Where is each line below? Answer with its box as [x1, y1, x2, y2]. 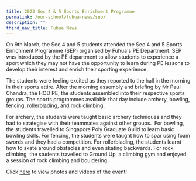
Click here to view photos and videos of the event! [6, 168, 128, 176]
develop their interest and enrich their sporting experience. [6, 66, 148, 73]
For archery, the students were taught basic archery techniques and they [6, 114, 183, 121]
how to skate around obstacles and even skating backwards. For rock [6, 145, 174, 152]
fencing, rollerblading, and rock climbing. [6, 102, 105, 109]
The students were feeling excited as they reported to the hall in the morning [6, 77, 191, 84]
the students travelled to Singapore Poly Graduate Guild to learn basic [6, 126, 174, 133]
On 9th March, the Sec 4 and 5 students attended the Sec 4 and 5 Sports [6, 41, 183, 48]
